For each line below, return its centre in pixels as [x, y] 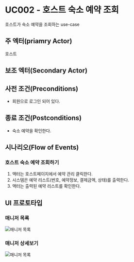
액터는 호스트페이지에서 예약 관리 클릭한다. [52, 174]
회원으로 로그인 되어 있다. [36, 101]
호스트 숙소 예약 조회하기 [32, 162]
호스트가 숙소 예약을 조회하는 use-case [42, 24]
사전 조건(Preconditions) [42, 89]
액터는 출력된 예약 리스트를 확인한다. [46, 186]
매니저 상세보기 [22, 244]
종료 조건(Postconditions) [43, 118]
